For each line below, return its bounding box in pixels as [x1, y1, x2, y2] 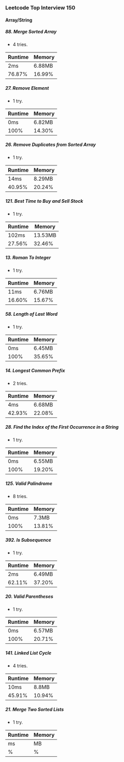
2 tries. [12, 380, 28, 387]
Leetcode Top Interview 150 [5, 4, 76, 11]
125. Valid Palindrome [5, 480, 53, 486]
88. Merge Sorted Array [5, 29, 57, 35]
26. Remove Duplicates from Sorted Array [5, 142, 96, 148]
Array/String [5, 17, 33, 23]
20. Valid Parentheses [5, 593, 54, 599]
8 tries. [12, 493, 28, 500]
